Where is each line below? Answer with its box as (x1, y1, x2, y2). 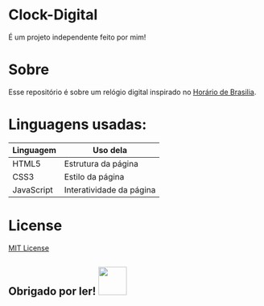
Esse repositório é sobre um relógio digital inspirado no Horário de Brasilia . (8, 87, 257, 97)
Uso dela (92, 144, 127, 155)
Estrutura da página (64, 158, 138, 169)
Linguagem (12, 144, 56, 155)
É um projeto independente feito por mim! (8, 32, 146, 42)
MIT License (8, 243, 50, 253)
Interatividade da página (64, 184, 156, 195)
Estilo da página (64, 171, 125, 182)
